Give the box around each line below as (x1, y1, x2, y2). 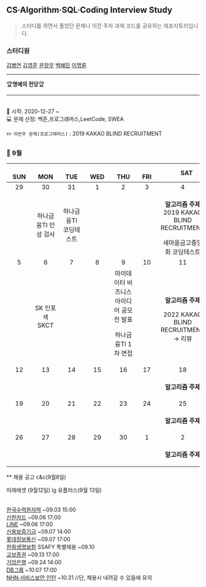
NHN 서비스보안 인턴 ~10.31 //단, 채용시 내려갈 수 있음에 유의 (6, 574, 153, 581)
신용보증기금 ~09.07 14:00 (6, 528, 72, 535)
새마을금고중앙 (162, 239, 203, 247)
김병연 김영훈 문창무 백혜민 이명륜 (6, 61, 87, 69)
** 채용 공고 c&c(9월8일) (6, 473, 66, 481)
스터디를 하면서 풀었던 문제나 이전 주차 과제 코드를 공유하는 (21, 21, 162, 29)
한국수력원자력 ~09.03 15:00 (6, 506, 77, 513)
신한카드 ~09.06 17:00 (6, 514, 61, 521)
